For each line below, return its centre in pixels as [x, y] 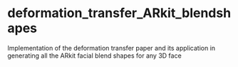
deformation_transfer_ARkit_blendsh [119, 13]
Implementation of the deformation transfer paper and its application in [112, 48]
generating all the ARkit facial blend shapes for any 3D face [94, 56]
